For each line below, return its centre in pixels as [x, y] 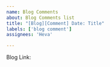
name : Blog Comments [33, 12]
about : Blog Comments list [40, 18]
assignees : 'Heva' [29, 35]
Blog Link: [19, 57]
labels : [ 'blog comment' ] [39, 29]
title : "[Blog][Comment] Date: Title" [55, 23]
